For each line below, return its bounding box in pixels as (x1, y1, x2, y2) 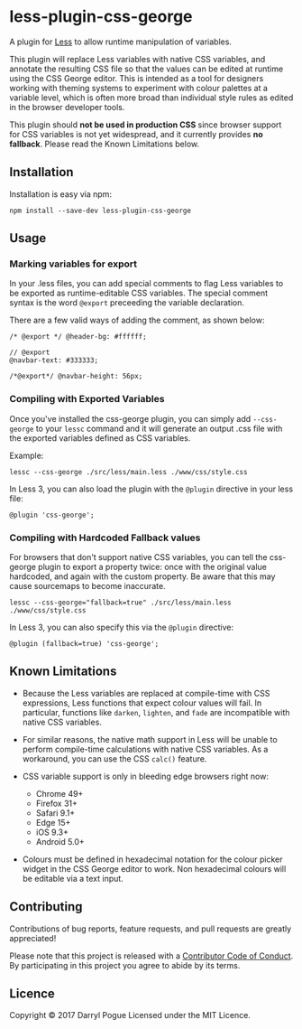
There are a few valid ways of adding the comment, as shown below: (9, 314, 265, 326)
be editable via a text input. (22, 873, 124, 884)
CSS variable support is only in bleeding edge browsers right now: (22, 771, 269, 781)
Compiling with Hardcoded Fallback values (9, 531, 201, 544)
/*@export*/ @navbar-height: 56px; (9, 372, 143, 381)
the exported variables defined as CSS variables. (9, 432, 191, 444)
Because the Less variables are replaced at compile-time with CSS (22, 688, 270, 698)
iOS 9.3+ (35, 827, 69, 837)
